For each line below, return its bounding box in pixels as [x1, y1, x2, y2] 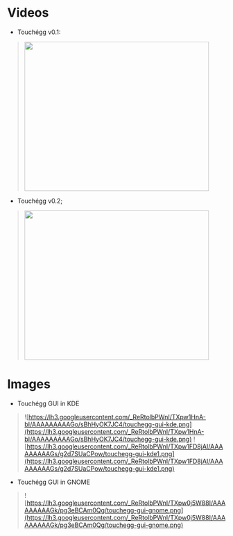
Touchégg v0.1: [17, 28, 61, 36]
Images [7, 376, 51, 392]
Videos [7, 5, 49, 21]
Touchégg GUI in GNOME [17, 478, 90, 486]
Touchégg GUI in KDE [17, 399, 80, 408]
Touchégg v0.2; [17, 196, 63, 205]
